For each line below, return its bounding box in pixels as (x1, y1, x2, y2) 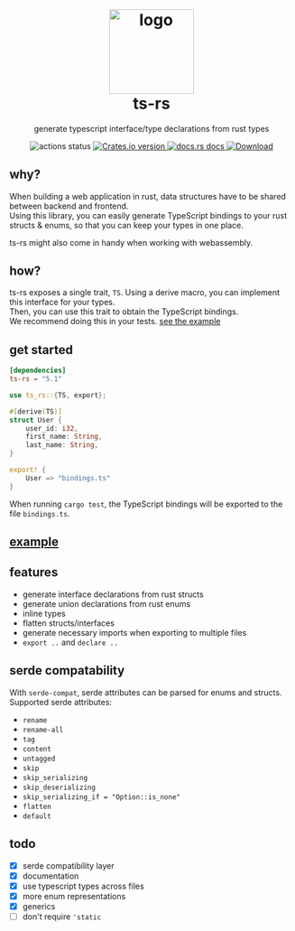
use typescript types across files (22, 880, 144, 891)
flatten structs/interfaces (22, 618, 115, 628)
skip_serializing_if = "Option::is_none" (22, 792, 180, 802)
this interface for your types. (9, 297, 115, 308)
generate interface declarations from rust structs (22, 589, 205, 600)
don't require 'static (22, 911, 102, 922)
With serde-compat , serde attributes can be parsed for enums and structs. (9, 686, 282, 698)
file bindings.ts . (9, 507, 70, 518)
